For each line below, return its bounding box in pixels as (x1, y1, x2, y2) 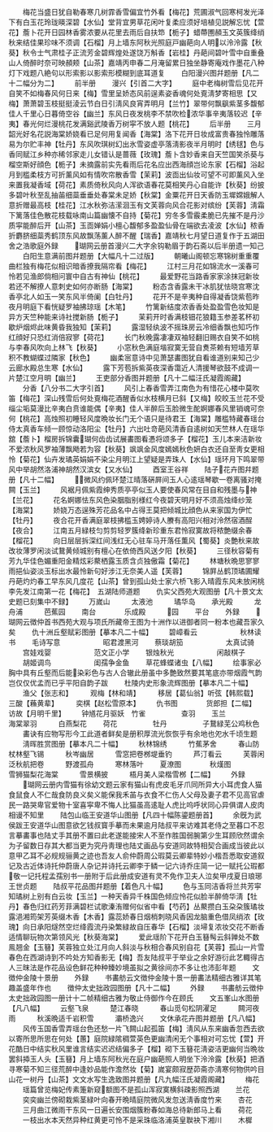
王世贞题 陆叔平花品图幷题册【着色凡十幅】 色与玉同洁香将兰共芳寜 (8, 882, 262, 890)
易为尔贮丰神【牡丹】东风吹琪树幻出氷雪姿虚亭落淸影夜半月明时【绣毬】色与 (8, 139, 265, 149)
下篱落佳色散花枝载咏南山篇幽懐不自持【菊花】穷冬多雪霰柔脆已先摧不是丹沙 (8, 211, 265, 220)
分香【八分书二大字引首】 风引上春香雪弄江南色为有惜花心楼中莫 (22, 383, 253, 393)
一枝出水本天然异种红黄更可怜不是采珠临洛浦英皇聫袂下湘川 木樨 (22, 1115, 253, 1125)
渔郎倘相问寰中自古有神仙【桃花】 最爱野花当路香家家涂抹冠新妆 (29, 272, 260, 281)
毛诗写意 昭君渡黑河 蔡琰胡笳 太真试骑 (31, 638, 254, 647)
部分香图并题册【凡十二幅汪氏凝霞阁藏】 (109, 373, 245, 382)
